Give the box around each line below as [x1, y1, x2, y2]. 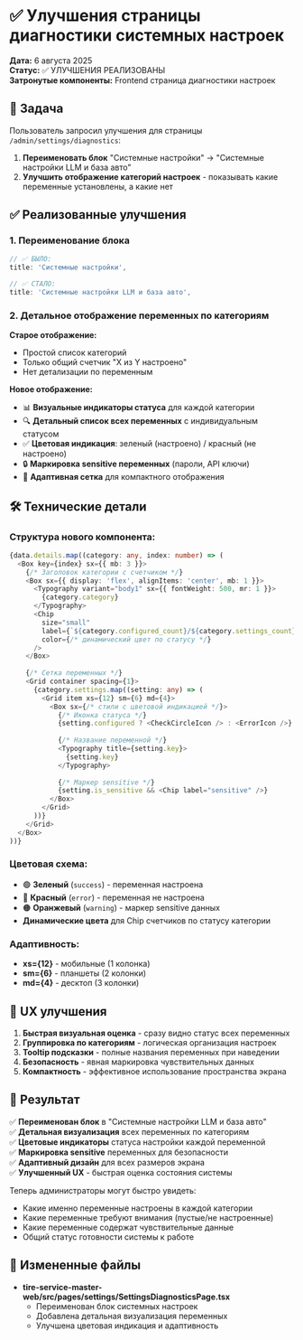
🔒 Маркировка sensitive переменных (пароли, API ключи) [22, 458, 250, 470]
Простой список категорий [22, 347, 127, 358]
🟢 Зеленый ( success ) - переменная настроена [22, 878, 204, 890]
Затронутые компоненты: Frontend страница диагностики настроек [9, 74, 276, 86]
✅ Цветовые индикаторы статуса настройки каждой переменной [9, 1136, 266, 1148]
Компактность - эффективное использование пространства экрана [22, 1065, 287, 1076]
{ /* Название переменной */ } [57, 736, 168, 745]
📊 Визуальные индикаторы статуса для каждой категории [22, 402, 255, 413]
